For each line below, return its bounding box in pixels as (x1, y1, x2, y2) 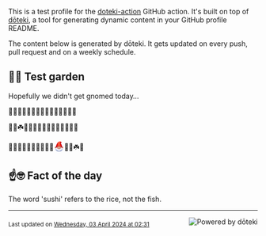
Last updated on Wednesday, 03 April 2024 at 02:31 (8, 220, 150, 228)
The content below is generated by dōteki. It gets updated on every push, (8, 39, 248, 48)
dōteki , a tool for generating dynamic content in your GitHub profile (8, 15, 227, 25)
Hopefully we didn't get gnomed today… (8, 91, 139, 101)
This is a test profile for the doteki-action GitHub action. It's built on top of (8, 7, 249, 16)
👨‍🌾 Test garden (8, 70, 85, 84)
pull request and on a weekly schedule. (8, 48, 136, 56)
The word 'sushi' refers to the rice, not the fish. (8, 194, 162, 204)
